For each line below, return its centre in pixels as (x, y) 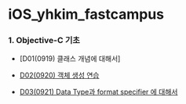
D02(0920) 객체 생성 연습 (59, 75)
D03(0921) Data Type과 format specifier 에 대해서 (98, 92)
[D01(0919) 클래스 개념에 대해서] (70, 59)
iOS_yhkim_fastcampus (86, 14)
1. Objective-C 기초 (44, 41)
